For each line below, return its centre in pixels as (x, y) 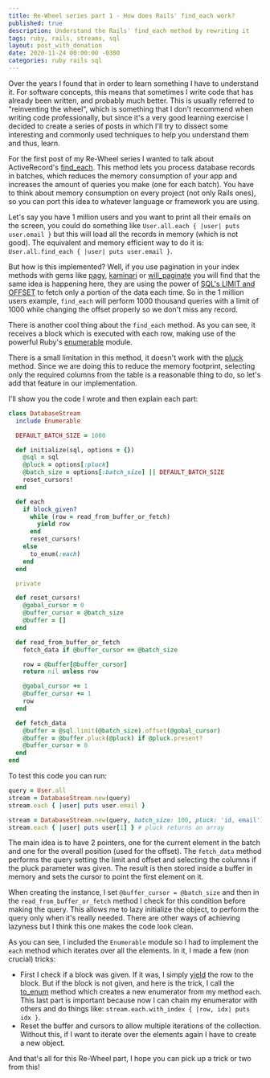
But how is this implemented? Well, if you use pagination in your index (124, 267)
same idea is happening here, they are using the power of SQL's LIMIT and (132, 284)
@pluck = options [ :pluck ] (66, 465)
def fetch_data (41, 723)
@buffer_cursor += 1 (57, 694)
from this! (24, 1067)
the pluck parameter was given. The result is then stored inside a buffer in (131, 868)
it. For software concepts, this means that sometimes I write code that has (131, 92)
